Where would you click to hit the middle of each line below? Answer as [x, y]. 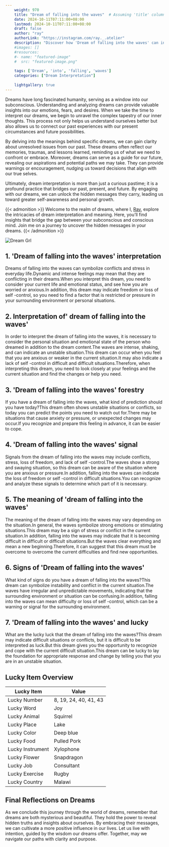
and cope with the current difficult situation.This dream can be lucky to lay [82, 651]
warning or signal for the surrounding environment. [58, 607]
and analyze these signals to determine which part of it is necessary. [76, 484]
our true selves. [21, 173]
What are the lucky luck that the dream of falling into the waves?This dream [83, 634]
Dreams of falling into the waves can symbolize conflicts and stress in [77, 269]
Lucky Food [22, 741]
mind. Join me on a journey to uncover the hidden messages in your [76, 225]
